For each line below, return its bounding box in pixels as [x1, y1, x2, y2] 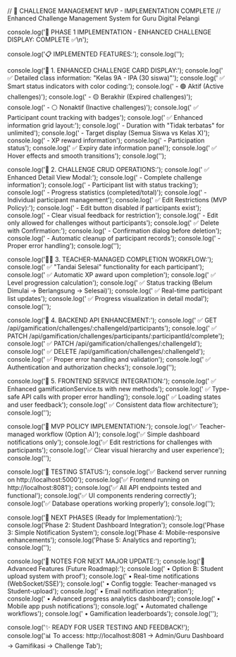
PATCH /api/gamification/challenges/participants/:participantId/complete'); [7, 332, 225, 340]
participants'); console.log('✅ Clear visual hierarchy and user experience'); [7, 446, 225, 454]
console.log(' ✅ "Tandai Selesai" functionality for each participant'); [7, 263, 204, 271]
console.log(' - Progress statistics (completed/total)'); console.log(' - [7, 188, 207, 197]
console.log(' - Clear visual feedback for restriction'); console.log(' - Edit [7, 211, 218, 219]
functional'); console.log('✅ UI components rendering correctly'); [7, 491, 197, 500]
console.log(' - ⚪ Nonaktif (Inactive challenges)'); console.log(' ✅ [7, 103, 199, 111]
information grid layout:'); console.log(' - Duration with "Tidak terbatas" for [7, 121, 225, 130]
